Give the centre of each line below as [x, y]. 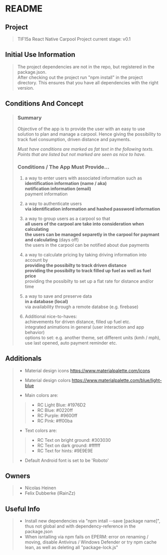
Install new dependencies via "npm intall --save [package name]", [92, 521]
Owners [18, 476]
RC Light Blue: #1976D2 [62, 405]
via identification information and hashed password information [92, 209]
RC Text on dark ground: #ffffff [69, 445]
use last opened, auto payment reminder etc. [71, 343]
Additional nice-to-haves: [51, 316]
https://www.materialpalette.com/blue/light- [117, 380]
